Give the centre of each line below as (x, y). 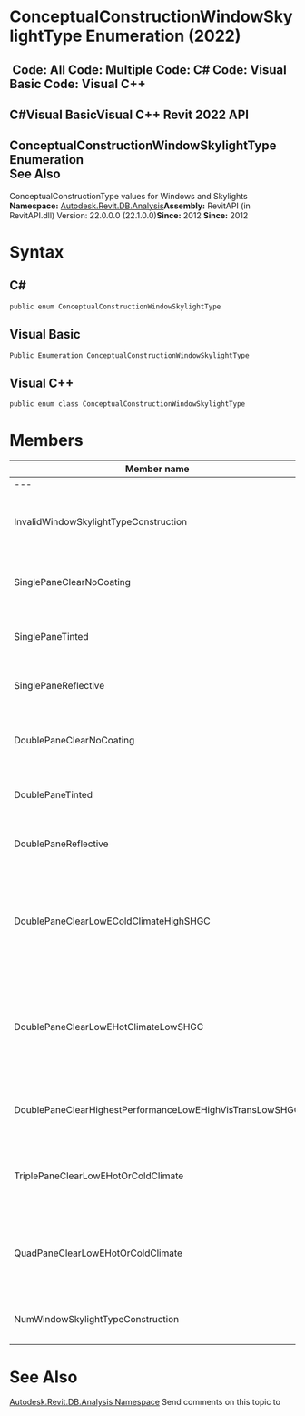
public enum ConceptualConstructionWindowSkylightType (115, 307)
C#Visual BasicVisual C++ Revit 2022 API (129, 114)
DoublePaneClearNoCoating (74, 741)
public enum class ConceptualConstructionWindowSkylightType (128, 404)
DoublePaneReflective (61, 844)
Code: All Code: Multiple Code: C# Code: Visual (150, 70)
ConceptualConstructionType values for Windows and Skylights (128, 196)
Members (46, 440)
